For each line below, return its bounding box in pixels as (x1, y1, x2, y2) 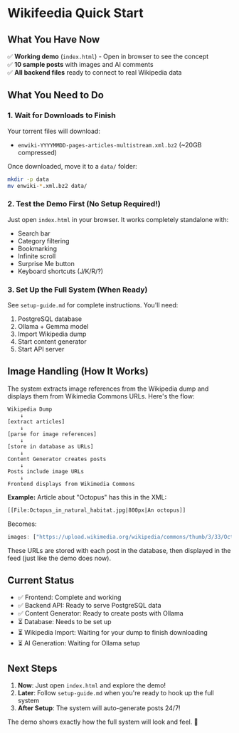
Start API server (17, 345, 65, 354)
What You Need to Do (7, 89, 105, 101)
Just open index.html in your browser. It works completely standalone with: (7, 215, 229, 223)
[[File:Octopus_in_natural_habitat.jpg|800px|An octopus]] (7, 507, 186, 514)
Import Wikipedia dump (17, 329, 87, 339)
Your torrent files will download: (7, 127, 101, 135)
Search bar (17, 229, 51, 238)
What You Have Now (7, 33, 100, 46)
